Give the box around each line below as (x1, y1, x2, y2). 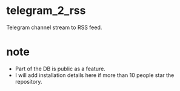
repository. (15, 78, 42, 85)
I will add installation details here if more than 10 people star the (15, 71, 175, 79)
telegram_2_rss (6, 4, 86, 18)
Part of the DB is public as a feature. (15, 65, 106, 72)
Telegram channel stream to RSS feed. (6, 24, 102, 31)
